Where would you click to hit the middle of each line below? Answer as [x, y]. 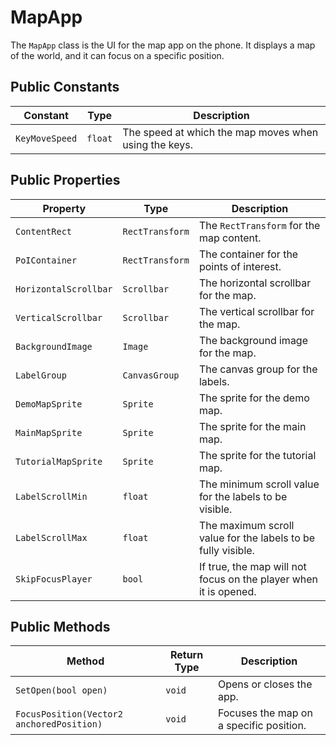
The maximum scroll [246, 525]
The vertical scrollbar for [256, 311]
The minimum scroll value [259, 484]
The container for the [248, 254]
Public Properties [65, 180]
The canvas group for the [258, 369]
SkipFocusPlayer [54, 579]
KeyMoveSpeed [46, 138]
